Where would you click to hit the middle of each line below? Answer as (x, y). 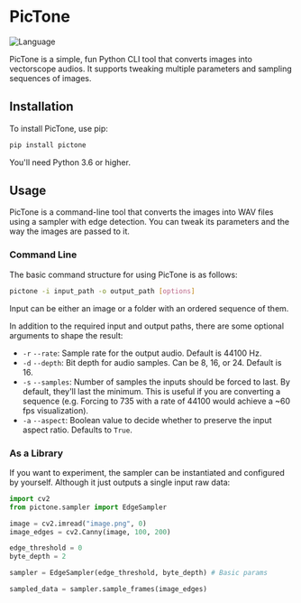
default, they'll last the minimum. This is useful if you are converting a (151, 391)
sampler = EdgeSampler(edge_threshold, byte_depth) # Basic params (139, 573)
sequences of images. (50, 78)
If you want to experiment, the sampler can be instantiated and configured (147, 472)
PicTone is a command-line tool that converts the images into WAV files (141, 212)
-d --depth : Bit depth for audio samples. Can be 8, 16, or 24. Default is (152, 362)
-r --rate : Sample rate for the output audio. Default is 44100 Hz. (142, 353)
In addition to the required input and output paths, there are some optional (147, 326)
